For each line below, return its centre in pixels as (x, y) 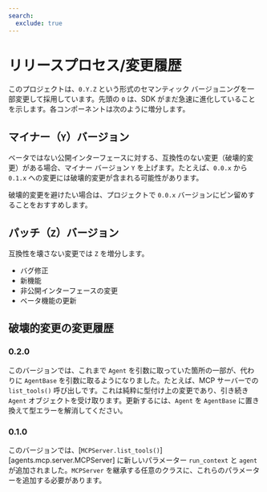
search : (21, 16)
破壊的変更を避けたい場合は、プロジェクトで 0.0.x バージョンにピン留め (128, 195)
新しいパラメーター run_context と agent (191, 460)
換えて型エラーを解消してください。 (68, 410)
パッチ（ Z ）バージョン (64, 232)
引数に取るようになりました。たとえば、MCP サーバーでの (162, 380)
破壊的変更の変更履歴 (61, 329)
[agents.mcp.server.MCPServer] (62, 460)
